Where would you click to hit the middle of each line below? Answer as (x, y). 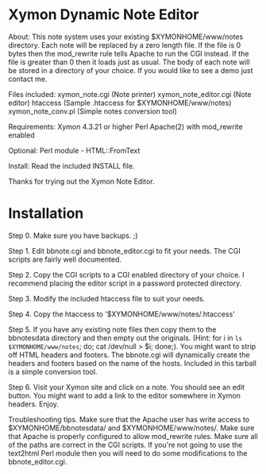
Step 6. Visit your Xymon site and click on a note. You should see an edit (127, 387)
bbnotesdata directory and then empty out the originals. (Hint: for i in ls (125, 338)
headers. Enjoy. (34, 404)
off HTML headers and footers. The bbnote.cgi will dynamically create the (129, 355)
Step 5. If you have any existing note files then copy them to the (112, 329)
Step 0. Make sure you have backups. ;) (73, 235)
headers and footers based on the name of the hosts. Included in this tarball (132, 363)
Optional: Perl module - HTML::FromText (74, 150)
